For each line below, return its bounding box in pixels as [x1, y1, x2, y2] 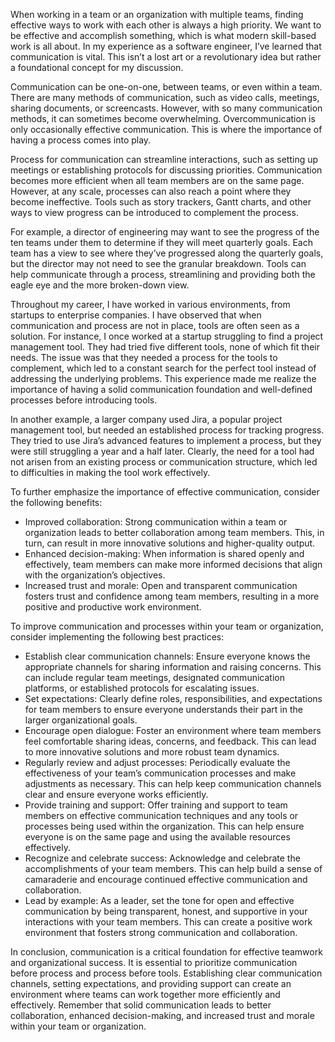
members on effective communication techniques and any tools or [24, 810, 299, 821]
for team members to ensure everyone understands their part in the [24, 704, 303, 715]
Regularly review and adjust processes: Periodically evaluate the [24, 757, 291, 768]
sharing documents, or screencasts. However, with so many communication [10, 102, 323, 114]
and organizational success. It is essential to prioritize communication [10, 957, 298, 968]
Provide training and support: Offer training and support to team [24, 799, 288, 811]
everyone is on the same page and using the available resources [24, 831, 291, 843]
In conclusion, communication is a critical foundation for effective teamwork [10, 946, 323, 958]
